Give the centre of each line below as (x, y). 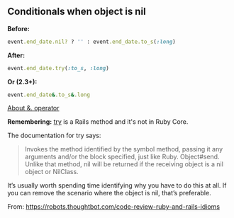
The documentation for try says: (54, 136)
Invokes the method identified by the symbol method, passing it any (124, 149)
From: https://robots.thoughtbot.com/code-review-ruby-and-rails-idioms (114, 207)
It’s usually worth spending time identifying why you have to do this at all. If (117, 185)
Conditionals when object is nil (77, 12)
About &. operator (33, 108)
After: (16, 55)
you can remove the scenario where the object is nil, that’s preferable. (109, 193)
